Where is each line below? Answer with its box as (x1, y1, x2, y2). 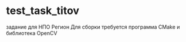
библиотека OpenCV (6, 29, 58, 36)
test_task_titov (6, 4, 80, 17)
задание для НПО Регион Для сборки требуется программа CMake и (6, 23, 180, 30)
